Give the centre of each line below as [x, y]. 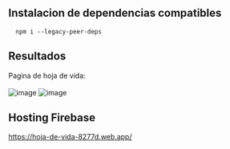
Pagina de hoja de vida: [47, 75]
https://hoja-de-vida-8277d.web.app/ [70, 137]
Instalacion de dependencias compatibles [115, 13]
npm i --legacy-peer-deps [59, 31]
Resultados [37, 56]
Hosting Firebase [52, 118]
